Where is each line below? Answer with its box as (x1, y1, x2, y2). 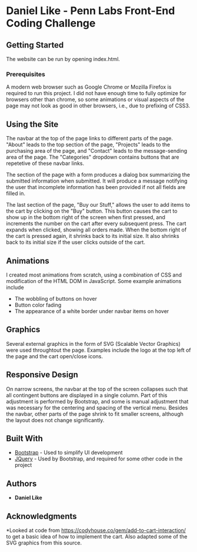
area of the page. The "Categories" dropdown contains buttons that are (6, 154, 179, 161)
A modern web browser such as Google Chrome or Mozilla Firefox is (6, 83, 172, 90)
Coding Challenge (6, 16, 96, 30)
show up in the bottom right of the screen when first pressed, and (6, 214, 166, 221)
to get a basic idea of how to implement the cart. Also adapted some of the (6, 533, 188, 540)
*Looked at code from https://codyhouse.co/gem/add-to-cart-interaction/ (6, 527, 186, 534)
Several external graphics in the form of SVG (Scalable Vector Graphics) (6, 340, 181, 347)
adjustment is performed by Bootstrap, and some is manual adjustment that (6, 398, 189, 405)
